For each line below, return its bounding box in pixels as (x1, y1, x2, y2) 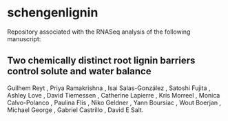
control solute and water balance (7, 65, 152, 77)
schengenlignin (7, 5, 99, 21)
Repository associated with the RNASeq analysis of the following (7, 27, 191, 36)
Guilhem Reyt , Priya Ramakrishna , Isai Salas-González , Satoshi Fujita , (7, 84, 211, 92)
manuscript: (7, 34, 41, 43)
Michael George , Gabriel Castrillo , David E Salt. (7, 105, 144, 114)
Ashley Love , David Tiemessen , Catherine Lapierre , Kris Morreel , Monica (7, 91, 220, 99)
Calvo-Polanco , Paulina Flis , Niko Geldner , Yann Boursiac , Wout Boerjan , (7, 98, 222, 107)
